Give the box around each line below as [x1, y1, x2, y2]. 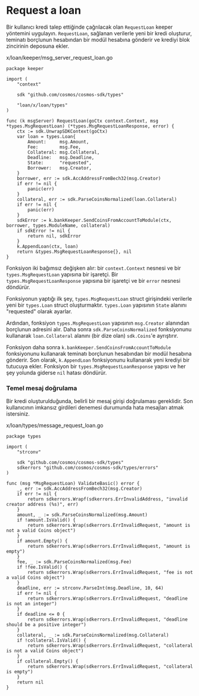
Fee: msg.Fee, [27, 144, 82, 150]
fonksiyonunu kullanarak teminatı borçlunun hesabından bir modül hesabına [6, 350, 192, 357]
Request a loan [6, 4, 82, 17]
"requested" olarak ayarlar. [6, 307, 73, 315]
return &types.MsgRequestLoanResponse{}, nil [17, 249, 132, 255]
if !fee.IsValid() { [17, 564, 68, 570]
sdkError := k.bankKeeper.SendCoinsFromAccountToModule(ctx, [17, 217, 172, 223]
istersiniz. [6, 410, 30, 417]
